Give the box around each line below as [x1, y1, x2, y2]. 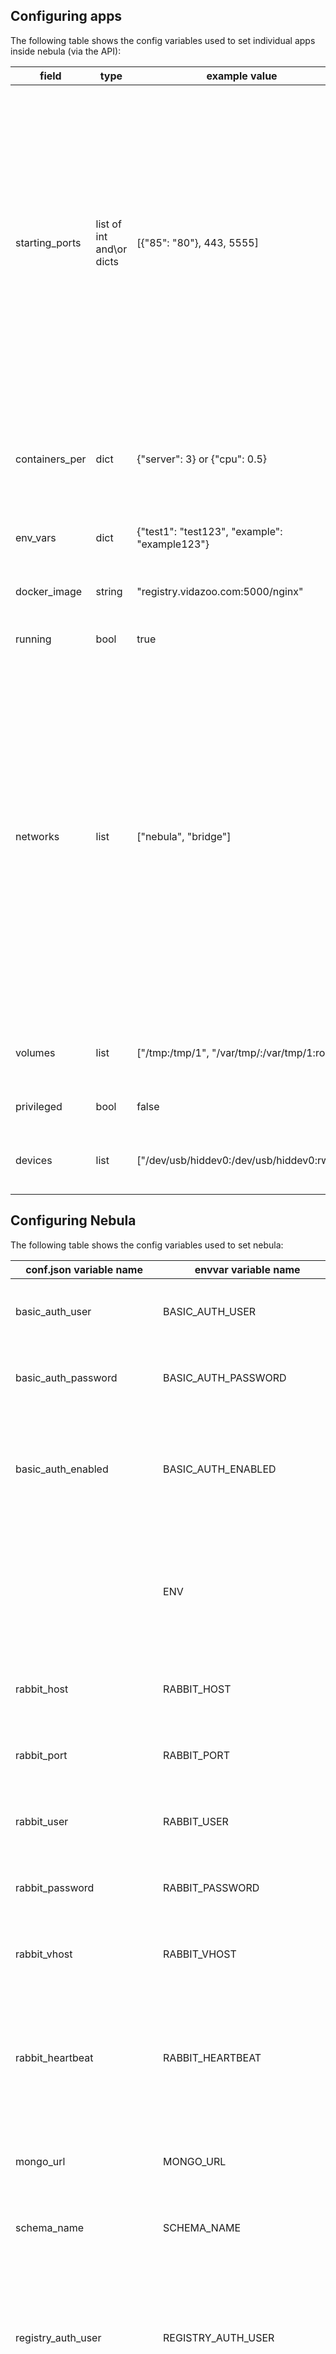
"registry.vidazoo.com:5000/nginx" [136, 584, 304, 598]
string [95, 584, 123, 598]
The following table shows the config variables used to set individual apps [10, 34, 316, 46]
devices [15, 1153, 53, 1167]
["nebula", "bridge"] [136, 829, 232, 843]
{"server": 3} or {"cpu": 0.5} [136, 452, 268, 466]
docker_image [15, 584, 83, 598]
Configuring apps [10, 8, 123, 25]
